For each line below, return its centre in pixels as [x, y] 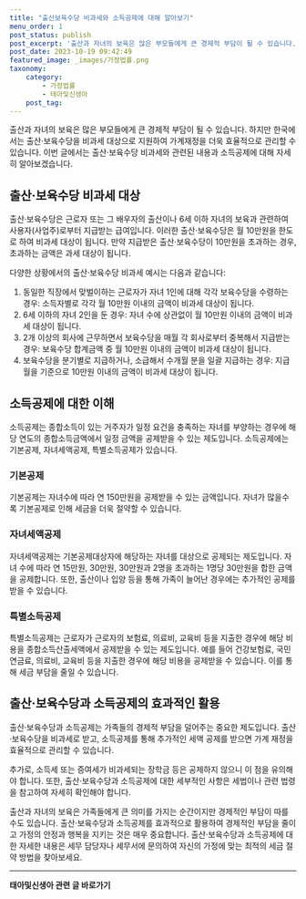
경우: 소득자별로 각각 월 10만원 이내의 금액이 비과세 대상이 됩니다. [138, 304]
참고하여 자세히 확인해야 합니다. [75, 792]
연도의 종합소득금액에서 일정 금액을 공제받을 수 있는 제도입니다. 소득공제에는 [154, 438]
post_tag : [45, 103]
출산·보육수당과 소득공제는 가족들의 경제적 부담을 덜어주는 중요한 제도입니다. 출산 [153, 727]
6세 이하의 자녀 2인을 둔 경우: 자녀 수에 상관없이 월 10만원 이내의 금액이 [149, 315]
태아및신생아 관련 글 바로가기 [60, 884]
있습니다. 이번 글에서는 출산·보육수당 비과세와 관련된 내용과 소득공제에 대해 [142, 152]
